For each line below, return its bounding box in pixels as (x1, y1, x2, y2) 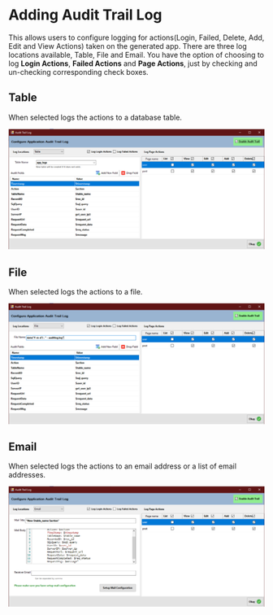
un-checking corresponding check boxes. (8, 67, 149, 76)
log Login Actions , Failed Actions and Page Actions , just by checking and (8, 59, 258, 68)
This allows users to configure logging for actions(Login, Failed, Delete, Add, (8, 33, 265, 42)
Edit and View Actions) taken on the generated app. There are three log (8, 41, 247, 50)
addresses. (8, 470, 46, 480)
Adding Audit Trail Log (8, 6, 162, 24)
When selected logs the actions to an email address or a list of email (8, 461, 237, 471)
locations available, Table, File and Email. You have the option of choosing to (8, 50, 265, 59)
